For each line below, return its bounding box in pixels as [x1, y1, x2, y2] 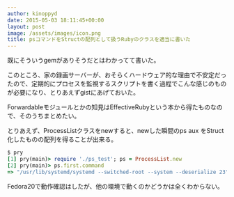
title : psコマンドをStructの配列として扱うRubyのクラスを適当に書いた [7, 36, 191, 43]
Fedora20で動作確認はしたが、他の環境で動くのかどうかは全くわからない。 [7, 182, 224, 190]
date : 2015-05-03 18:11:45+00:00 [7, 17, 104, 24]
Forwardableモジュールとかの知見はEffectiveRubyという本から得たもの [7, 103, 211, 111]
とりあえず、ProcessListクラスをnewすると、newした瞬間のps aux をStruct [7, 127, 224, 135]
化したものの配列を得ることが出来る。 [7, 135, 117, 143]
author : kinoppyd [7, 10, 58, 17]
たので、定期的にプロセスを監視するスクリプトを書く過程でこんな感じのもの [7, 79, 227, 88]
